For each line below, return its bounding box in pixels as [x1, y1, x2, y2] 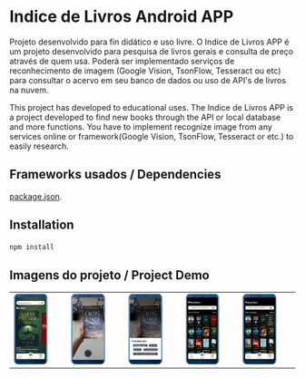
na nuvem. [9, 84, 49, 95]
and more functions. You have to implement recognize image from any [9, 121, 272, 132]
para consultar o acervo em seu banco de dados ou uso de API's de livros [9, 74, 287, 85]
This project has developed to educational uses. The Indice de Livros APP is [9, 102, 293, 112]
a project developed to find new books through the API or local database [9, 111, 281, 122]
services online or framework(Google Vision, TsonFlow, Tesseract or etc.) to [9, 131, 294, 141]
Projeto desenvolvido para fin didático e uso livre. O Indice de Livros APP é [9, 36, 290, 47]
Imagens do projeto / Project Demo [9, 267, 211, 283]
